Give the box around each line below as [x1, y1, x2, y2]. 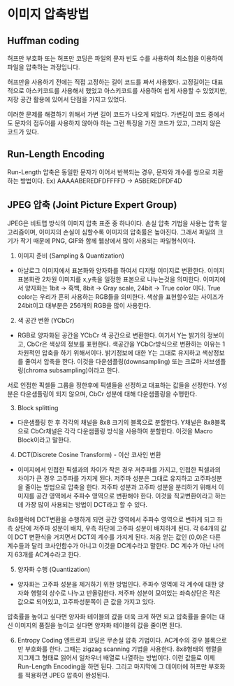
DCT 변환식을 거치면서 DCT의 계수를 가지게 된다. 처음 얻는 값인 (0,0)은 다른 [14, 533, 221, 541]
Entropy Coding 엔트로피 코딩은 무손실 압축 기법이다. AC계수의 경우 [17, 636, 203, 644]
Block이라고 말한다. [17, 435, 71, 444]
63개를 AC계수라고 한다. [14, 550, 82, 559]
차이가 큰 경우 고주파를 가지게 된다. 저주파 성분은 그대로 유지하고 [17, 474, 193, 482]
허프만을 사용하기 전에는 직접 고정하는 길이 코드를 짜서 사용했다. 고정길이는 [7, 78, 211, 86]
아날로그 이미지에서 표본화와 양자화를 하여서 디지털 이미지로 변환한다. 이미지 [17, 266, 225, 274]
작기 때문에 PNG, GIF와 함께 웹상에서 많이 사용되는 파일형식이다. [20, 236, 196, 245]
